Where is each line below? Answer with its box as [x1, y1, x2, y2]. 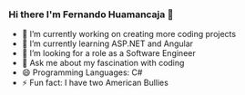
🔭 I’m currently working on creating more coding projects [21, 29, 237, 40]
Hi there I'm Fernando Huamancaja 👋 [8, 8, 174, 21]
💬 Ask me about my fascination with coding [21, 58, 185, 69]
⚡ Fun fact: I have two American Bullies [21, 77, 169, 89]
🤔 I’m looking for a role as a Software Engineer [21, 48, 197, 59]
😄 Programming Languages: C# [21, 67, 143, 78]
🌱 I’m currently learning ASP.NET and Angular [21, 38, 193, 49]
